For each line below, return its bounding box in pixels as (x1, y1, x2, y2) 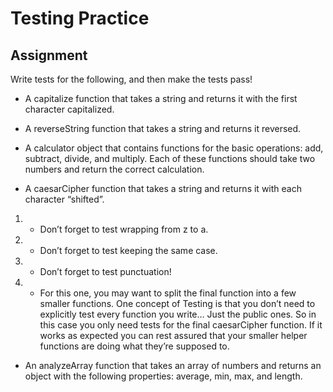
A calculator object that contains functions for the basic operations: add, (24, 142, 324, 154)
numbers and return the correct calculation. (24, 163, 205, 175)
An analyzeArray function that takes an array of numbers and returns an (24, 360, 322, 371)
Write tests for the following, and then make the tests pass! (10, 73, 253, 85)
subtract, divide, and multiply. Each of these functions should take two (24, 153, 316, 164)
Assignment (10, 47, 88, 64)
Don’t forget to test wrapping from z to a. (39, 223, 209, 235)
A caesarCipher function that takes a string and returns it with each (24, 183, 302, 194)
